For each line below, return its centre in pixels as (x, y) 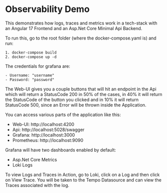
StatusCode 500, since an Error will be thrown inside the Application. (76, 105)
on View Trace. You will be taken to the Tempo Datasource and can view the (83, 180)
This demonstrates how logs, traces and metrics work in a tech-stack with (81, 23)
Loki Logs (22, 165)
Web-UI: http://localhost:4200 (43, 124)
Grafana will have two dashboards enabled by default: (61, 150)
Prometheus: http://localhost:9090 (48, 140)
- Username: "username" (30, 75)
